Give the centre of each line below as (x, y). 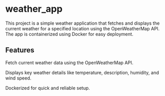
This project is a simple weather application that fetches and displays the (82, 23)
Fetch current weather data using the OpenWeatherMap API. (69, 63)
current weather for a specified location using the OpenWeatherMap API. (82, 28)
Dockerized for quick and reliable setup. (48, 88)
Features (20, 50)
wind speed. (19, 78)
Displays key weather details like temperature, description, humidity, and (82, 72)
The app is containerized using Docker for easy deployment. (69, 34)
